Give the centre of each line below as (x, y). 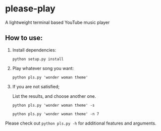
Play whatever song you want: (43, 68)
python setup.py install (38, 59)
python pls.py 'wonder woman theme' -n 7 (55, 114)
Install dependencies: (34, 50)
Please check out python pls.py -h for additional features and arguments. (81, 123)
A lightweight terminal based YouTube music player (57, 22)
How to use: (24, 38)
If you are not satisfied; (36, 86)
